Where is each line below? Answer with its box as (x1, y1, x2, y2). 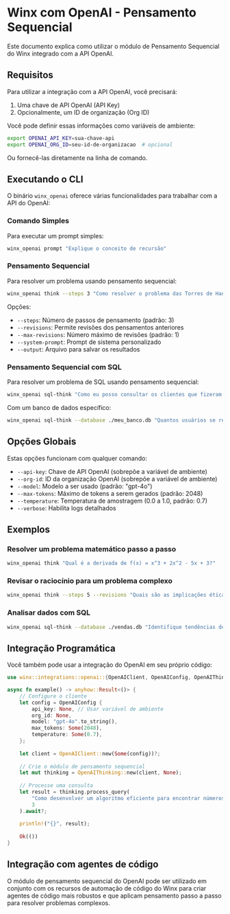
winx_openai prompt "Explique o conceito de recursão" (7, 245, 167, 252)
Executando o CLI (7, 173, 84, 185)
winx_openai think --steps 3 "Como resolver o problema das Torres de (7, 290, 213, 297)
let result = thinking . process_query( (19, 788, 130, 796)
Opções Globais (7, 436, 77, 448)
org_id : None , (31, 712, 72, 719)
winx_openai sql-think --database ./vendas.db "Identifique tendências (7, 624, 216, 630)
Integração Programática (7, 642, 116, 654)
